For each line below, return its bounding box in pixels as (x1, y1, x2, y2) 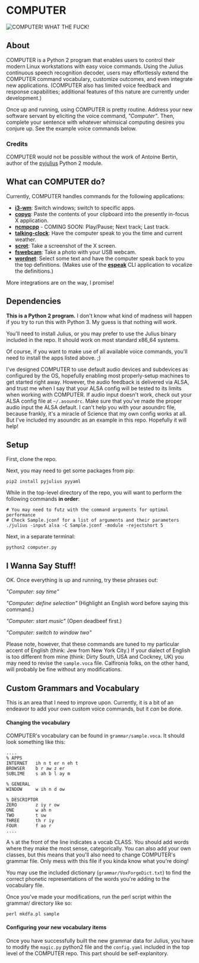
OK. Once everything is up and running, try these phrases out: (6, 576, 159, 584)
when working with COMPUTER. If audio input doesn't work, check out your (6, 391, 192, 398)
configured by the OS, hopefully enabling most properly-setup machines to (6, 372, 190, 379)
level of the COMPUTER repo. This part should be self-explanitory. (6, 949, 169, 956)
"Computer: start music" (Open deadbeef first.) (6, 618, 122, 625)
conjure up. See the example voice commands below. (6, 124, 137, 132)
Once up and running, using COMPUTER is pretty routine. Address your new (6, 105, 193, 113)
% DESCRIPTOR (6, 797, 39, 803)
